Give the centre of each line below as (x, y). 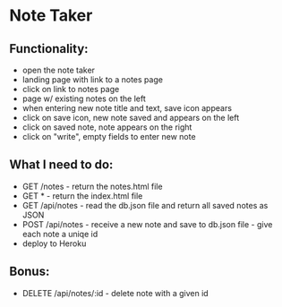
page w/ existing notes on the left (84, 98)
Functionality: (49, 49)
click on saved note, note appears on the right (107, 127)
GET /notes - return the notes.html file (92, 186)
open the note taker (59, 70)
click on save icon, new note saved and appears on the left (131, 118)
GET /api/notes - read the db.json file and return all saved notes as (145, 205)
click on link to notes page (71, 89)
